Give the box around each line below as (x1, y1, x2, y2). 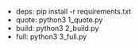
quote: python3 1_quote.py (15, 15, 103, 24)
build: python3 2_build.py (15, 24, 99, 32)
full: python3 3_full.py (15, 32, 87, 41)
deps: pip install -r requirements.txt (15, 7, 132, 16)
